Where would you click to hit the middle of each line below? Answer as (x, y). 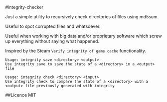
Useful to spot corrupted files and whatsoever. (53, 26)
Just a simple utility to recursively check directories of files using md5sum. (82, 17)
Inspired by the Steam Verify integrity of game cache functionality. (76, 51)
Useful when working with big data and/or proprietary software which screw (83, 36)
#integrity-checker (24, 7)
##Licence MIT (21, 95)
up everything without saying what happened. (52, 41)
